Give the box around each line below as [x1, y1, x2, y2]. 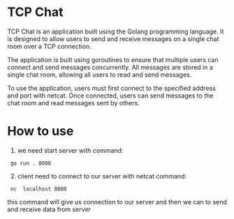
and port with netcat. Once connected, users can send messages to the [7, 91, 214, 100]
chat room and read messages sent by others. [7, 98, 140, 107]
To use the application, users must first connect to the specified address [7, 84, 217, 92]
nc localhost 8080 [10, 186, 68, 192]
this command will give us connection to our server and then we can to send [7, 197, 227, 206]
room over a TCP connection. [7, 42, 92, 50]
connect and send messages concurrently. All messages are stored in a [7, 63, 213, 71]
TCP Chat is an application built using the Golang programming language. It [7, 27, 224, 36]
